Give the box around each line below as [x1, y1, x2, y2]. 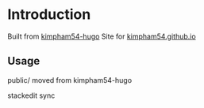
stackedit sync [7, 91, 56, 100]
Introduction [7, 6, 91, 24]
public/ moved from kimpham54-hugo [7, 75, 133, 84]
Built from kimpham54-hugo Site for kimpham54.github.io [7, 32, 196, 41]
